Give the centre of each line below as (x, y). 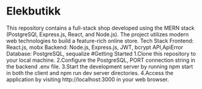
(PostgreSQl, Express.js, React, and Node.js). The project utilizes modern (98, 34)
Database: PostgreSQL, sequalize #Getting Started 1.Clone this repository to (101, 53)
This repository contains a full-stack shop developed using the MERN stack (101, 28)
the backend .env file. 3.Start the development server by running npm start (100, 66)
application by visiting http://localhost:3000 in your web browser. (88, 79)
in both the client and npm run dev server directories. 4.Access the (90, 73)
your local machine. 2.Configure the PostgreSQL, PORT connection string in (101, 60)
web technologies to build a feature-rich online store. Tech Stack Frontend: (100, 41)
